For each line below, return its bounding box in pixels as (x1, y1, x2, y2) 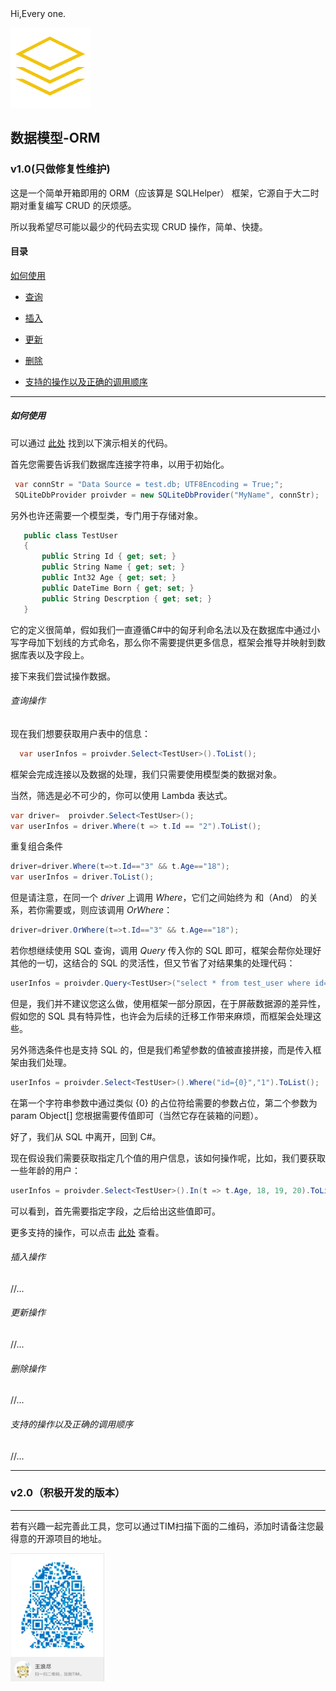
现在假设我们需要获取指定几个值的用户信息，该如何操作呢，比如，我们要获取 (10, 1152, 326, 1164)
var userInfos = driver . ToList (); (10, 872, 155, 882)
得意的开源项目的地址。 (10, 1532, 107, 1544)
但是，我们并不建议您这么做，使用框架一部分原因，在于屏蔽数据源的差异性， (10, 997, 326, 1009)
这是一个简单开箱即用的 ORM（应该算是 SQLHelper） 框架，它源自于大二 (10, 187, 311, 199)
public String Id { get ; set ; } (41, 552, 177, 562)
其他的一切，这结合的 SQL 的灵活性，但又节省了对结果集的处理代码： (10, 957, 296, 969)
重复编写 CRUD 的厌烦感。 (27, 199, 137, 211)
